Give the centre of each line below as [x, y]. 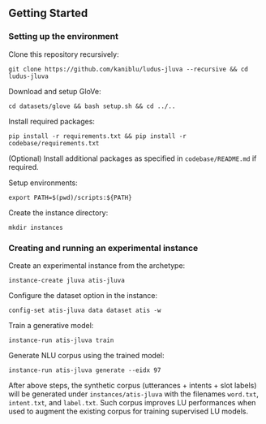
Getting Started [48, 13]
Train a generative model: [51, 325]
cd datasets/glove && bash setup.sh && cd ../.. [92, 106]
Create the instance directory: [58, 212]
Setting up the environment [64, 37]
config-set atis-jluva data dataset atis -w [85, 310]
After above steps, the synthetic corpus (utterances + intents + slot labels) [133, 385]
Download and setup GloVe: [55, 91]
